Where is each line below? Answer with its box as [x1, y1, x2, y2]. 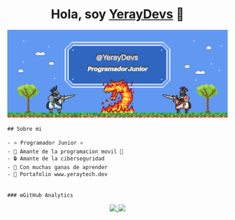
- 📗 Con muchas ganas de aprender [7, 164, 108, 171]
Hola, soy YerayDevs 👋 [50, 6, 185, 22]
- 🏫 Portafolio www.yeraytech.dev [7, 171, 108, 178]
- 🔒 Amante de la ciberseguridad [7, 155, 105, 163]
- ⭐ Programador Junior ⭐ [7, 140, 84, 147]
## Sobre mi [7, 126, 42, 133]
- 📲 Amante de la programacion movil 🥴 [7, 148, 124, 156]
